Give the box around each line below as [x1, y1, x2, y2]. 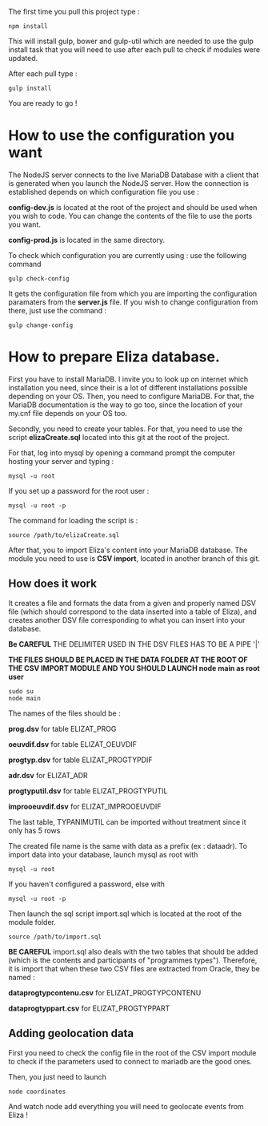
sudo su [8, 687, 34, 696]
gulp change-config [8, 321, 74, 329]
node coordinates [8, 1088, 66, 1096]
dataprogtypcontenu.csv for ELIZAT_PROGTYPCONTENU [8, 987, 202, 997]
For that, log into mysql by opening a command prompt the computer [8, 448, 236, 458]
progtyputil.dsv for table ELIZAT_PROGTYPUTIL [8, 785, 168, 796]
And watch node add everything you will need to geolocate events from [8, 1101, 244, 1111]
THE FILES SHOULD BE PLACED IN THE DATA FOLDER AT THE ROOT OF [8, 655, 248, 664]
